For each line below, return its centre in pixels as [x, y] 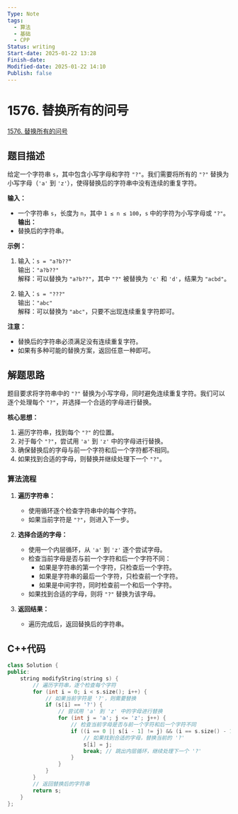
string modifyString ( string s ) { [69, 678]
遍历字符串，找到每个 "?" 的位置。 [68, 432]
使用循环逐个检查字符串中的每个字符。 [84, 511]
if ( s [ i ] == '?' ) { [74, 705]
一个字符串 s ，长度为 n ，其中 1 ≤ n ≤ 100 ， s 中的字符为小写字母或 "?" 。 [124, 213]
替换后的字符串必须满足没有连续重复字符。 [80, 341]
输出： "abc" [35, 303]
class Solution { [33, 666]
